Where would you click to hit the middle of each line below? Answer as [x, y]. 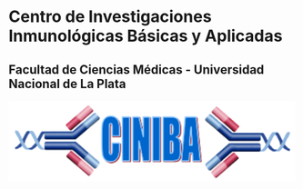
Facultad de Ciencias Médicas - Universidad [136, 70]
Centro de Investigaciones [110, 17]
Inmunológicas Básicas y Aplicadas [146, 36]
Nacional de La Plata [67, 84]
